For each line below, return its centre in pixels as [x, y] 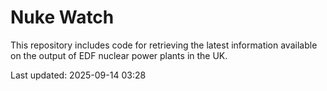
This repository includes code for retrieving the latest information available [164, 45]
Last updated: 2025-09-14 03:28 [78, 75]
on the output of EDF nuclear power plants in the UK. [119, 55]
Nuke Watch [62, 17]
